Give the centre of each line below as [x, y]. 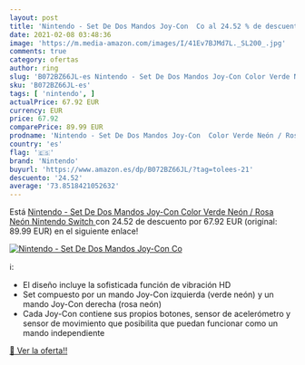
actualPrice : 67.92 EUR [54, 102]
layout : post [34, 18]
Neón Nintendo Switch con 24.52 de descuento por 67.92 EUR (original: [143, 222]
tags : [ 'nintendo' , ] [52, 93]
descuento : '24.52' [46, 178]
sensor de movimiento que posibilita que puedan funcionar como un [150, 323]
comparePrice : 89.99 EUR [56, 128]
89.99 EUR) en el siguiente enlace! [74, 231]
